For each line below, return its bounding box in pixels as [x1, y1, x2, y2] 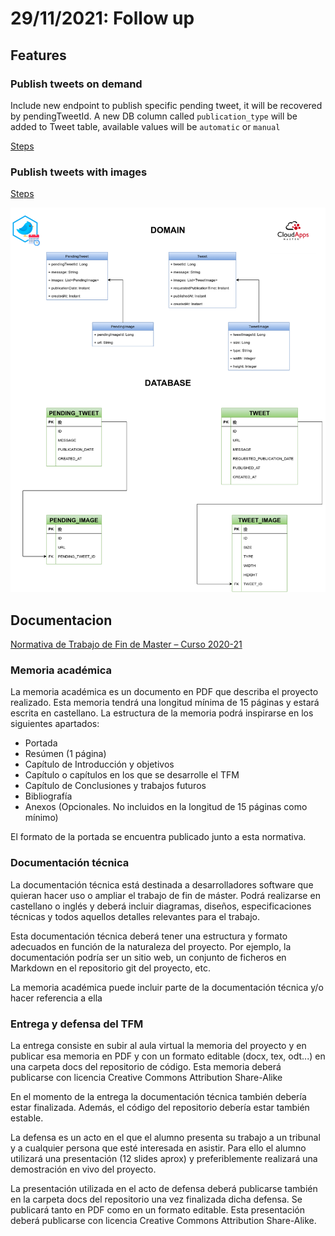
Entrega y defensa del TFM [10, 1017, 144, 1031]
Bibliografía [24, 790, 73, 802]
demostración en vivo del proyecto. [10, 1163, 157, 1175]
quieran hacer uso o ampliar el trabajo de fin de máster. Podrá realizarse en [10, 889, 321, 901]
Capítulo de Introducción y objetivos [24, 758, 175, 771]
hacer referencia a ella [10, 992, 103, 1004]
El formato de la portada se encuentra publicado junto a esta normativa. [10, 831, 307, 843]
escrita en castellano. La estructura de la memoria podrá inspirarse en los [10, 707, 314, 719]
